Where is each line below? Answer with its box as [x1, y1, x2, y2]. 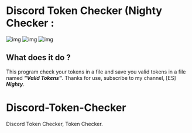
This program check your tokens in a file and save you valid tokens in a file [6, 68, 186, 75]
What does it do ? [6, 52, 71, 62]
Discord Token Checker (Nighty [6, 4, 163, 17]
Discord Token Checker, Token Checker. [6, 120, 104, 127]
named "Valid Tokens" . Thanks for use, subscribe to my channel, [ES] [6, 74, 177, 81]
